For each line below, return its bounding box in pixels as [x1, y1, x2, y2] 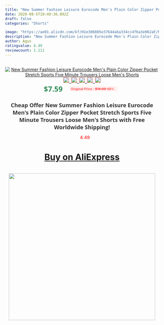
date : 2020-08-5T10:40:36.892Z [5, 12, 69, 17]
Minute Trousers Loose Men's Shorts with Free [19, 116, 145, 124]
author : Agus [5, 39, 32, 44]
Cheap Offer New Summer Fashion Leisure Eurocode [10, 101, 154, 109]
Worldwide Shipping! [54, 123, 110, 131]
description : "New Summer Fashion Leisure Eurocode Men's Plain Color [5, 34, 152, 39]
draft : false [5, 16, 32, 21]
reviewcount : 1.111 [5, 47, 45, 53]
